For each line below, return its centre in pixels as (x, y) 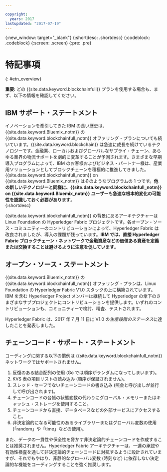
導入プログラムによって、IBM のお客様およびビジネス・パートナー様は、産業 (84, 163)
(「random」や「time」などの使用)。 (49, 428)
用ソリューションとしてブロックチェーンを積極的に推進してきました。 (77, 169)
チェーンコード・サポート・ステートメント (71, 343)
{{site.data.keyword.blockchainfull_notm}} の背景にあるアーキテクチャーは (82, 216)
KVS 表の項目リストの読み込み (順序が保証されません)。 (70, 378)
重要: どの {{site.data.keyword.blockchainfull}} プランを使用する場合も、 (80, 89)
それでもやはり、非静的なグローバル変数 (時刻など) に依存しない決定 (88, 458)
